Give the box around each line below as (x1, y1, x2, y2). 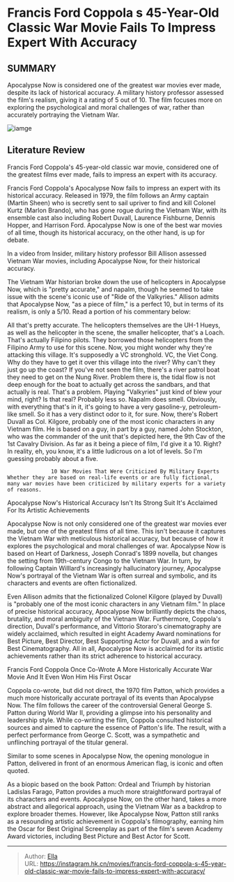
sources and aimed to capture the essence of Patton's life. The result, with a (7, 723, 226, 731)
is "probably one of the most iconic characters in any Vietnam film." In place (7, 599, 226, 608)
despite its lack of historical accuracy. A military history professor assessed (7, 89, 224, 96)
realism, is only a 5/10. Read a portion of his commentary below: (7, 307, 192, 316)
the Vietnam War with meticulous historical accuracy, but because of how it (7, 534, 224, 543)
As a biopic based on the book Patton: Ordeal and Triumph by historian (7, 780, 211, 788)
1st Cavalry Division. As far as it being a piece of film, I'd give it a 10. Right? (7, 439, 221, 448)
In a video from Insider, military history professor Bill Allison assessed (7, 249, 207, 258)
